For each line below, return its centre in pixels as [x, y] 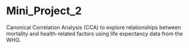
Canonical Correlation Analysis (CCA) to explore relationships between [94, 27]
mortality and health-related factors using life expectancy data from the [94, 33]
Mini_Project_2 [44, 11]
